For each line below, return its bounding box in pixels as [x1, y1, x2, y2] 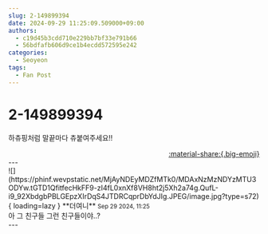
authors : [8, 26, 37, 34]
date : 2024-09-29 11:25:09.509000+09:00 [8, 19, 145, 27]
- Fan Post [15, 71, 52, 79]
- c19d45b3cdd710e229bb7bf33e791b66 [15, 34, 137, 42]
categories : [8, 49, 48, 57]
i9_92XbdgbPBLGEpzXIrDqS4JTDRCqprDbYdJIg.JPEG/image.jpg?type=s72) [8, 191, 259, 200]
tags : [8, 64, 26, 72]
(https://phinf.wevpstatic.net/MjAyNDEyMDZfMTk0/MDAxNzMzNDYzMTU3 [8, 174, 257, 184]
